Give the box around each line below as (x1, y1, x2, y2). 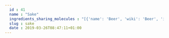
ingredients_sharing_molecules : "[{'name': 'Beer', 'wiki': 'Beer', (9, 16, 158, 21)
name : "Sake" (9, 12, 39, 17)
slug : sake (9, 21, 35, 26)
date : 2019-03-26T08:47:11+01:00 (9, 26, 82, 31)
